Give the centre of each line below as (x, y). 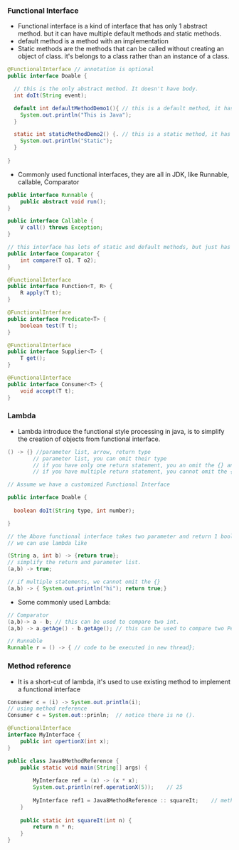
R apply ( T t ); (41, 293)
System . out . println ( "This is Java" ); (76, 115)
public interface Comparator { (54, 254)
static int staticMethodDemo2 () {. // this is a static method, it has (122, 134)
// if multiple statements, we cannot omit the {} (84, 582)
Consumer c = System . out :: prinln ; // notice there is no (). (101, 716)
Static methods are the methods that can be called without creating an (121, 49)
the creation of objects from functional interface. (89, 439)
